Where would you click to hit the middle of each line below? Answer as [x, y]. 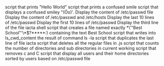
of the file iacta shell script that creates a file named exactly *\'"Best [74, 28]
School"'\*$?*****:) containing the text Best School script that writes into [81, 33]
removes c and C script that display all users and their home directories [77, 53]
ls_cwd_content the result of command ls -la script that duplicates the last [80, 38]
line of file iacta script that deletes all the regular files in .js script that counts [82, 43]
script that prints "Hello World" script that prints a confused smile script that [82, 7]
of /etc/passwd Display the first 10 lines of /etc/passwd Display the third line [82, 22]
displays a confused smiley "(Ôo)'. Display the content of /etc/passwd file [79, 12]
